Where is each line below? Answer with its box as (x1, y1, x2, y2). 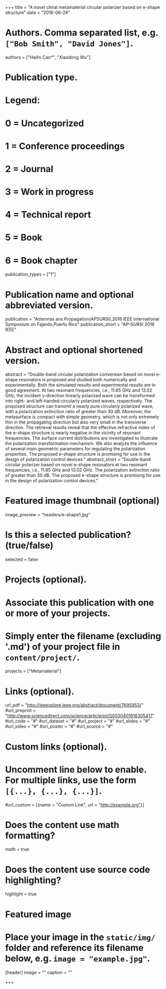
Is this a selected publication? (5, 529, 131, 541)
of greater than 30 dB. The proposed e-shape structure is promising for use (5, 472, 161, 478)
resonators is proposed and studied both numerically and (19, 377, 137, 383)
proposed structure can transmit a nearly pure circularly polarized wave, (5, 403, 154, 409)
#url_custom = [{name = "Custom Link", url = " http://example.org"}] (5, 801, 145, 807)
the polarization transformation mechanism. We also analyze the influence (5, 440, 158, 447)
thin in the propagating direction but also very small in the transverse (5, 419, 147, 425)
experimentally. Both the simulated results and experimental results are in (5, 382, 156, 388)
